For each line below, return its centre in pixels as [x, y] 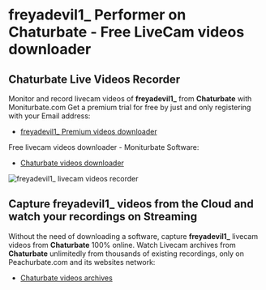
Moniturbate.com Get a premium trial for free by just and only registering [130, 107]
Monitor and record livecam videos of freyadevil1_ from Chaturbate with [130, 98]
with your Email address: [49, 116]
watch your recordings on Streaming [103, 217]
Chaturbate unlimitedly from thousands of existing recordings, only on [127, 254]
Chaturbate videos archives [66, 278]
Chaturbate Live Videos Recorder [94, 79]
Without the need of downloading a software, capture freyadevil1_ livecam [133, 236]
